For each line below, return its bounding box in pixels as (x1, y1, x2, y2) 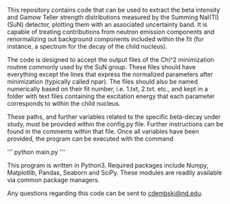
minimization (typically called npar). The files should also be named (7, 78, 198, 85)
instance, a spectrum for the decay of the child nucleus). (7, 43, 168, 50)
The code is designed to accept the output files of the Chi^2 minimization (7, 56, 214, 64)
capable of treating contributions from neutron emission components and (7, 27, 215, 36)
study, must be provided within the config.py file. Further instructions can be (7, 120, 224, 128)
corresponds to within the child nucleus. (7, 100, 122, 107)
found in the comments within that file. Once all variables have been (7, 127, 199, 135)
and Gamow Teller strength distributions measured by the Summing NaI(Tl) (7, 13, 220, 21)
